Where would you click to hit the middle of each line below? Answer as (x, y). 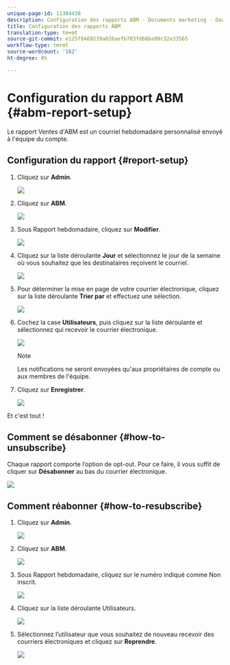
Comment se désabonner (62, 437)
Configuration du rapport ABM (95, 98)
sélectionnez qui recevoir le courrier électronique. (87, 329)
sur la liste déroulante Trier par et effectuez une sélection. (99, 296)
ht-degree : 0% (27, 58)
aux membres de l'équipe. (54, 376)
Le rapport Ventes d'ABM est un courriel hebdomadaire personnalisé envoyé (115, 132)
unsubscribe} (37, 447)
